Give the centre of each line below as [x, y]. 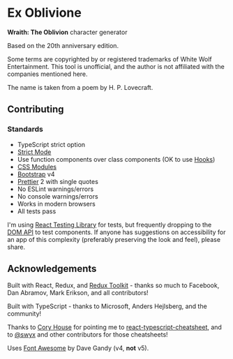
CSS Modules [37, 167]
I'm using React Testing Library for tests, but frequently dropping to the [110, 224]
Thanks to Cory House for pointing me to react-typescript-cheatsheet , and [114, 327]
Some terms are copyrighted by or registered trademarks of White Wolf [110, 59]
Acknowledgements [52, 269]
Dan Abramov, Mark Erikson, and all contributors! [78, 293]
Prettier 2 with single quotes [58, 181]
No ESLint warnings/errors [55, 189]
